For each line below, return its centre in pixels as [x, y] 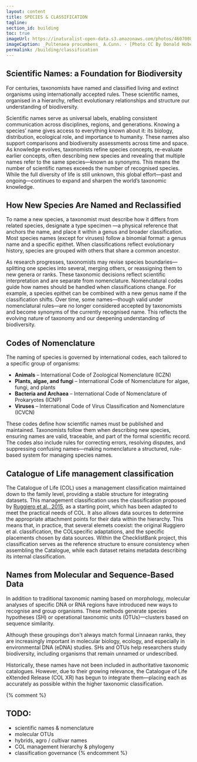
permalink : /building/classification [52, 50]
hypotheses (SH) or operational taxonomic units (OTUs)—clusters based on [97, 617]
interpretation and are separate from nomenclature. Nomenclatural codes [95, 281]
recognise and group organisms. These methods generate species [86, 611]
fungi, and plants [35, 387]
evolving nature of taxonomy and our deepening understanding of [86, 318]
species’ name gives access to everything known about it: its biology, [90, 131]
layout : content [26, 11]
